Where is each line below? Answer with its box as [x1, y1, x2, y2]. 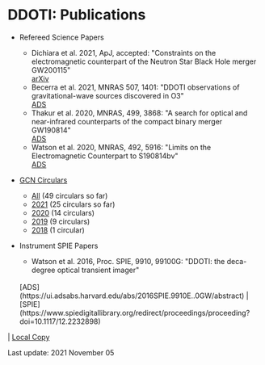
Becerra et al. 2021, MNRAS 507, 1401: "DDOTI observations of [31, 82, 240, 92]
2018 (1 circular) [31, 224, 86, 235]
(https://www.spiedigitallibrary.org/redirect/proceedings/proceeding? [19, 308, 250, 317]
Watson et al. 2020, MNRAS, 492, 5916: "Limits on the [31, 142, 212, 152]
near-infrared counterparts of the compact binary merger [31, 116, 223, 126]
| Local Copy [7, 332, 50, 342]
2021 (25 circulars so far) [31, 199, 116, 209]
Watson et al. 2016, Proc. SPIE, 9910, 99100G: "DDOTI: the [31, 256, 225, 266]
